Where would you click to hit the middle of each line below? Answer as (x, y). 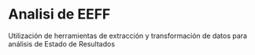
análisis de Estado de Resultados (62, 43)
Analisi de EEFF (59, 14)
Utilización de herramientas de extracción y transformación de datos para (128, 36)
